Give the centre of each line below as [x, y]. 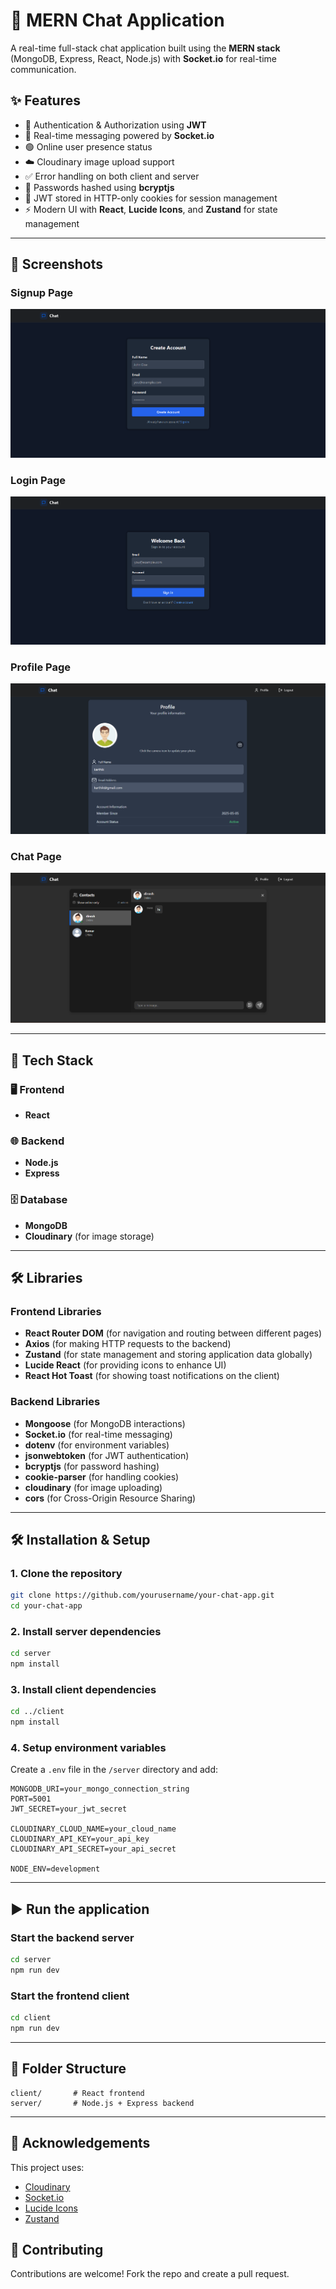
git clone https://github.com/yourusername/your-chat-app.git [142, 1595]
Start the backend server [72, 1937]
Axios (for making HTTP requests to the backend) [128, 1344]
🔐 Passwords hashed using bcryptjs [99, 187]
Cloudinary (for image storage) [89, 1236]
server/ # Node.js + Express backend [102, 2103]
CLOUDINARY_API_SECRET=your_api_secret [93, 1849]
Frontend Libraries [56, 1311]
